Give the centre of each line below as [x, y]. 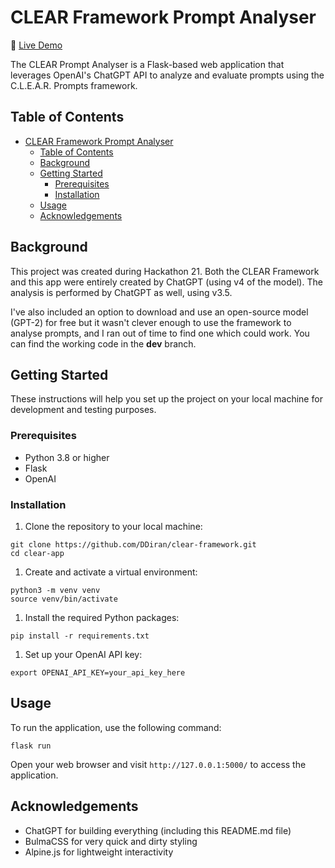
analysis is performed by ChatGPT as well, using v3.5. [121, 292]
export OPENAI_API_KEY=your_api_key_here [98, 672]
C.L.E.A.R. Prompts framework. [74, 85]
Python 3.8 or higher [67, 457]
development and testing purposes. [83, 410]
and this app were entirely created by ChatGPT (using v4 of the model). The [166, 282]
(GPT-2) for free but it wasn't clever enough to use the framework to [151, 322]
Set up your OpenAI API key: [83, 654]
